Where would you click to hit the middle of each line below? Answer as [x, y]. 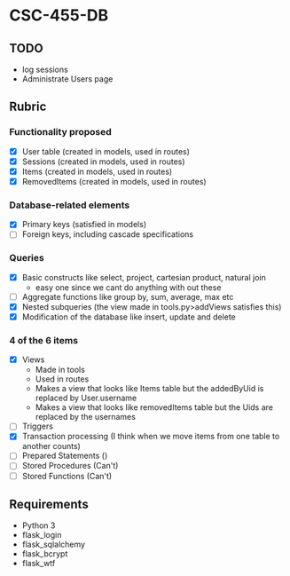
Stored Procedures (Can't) [70, 466]
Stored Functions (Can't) [67, 476]
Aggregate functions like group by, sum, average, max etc [128, 296]
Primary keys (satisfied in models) [84, 225]
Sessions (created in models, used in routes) [103, 162]
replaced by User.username [86, 398]
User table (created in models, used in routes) [106, 151]
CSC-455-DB [59, 16]
